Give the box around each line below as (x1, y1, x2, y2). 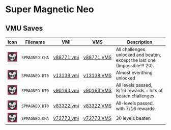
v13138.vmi (53, 72, 79, 79)
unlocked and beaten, (116, 51, 161, 58)
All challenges (116, 46, 146, 52)
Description (127, 39, 153, 45)
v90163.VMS (83, 88, 112, 94)
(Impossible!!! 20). (116, 62, 154, 68)
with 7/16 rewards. (116, 106, 156, 112)
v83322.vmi (53, 103, 79, 109)
